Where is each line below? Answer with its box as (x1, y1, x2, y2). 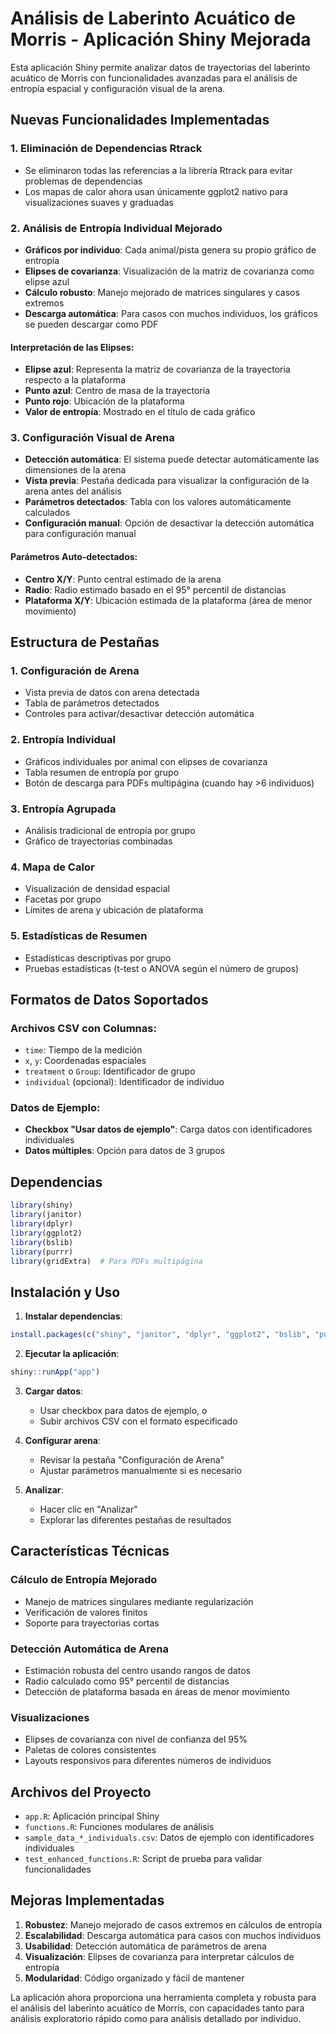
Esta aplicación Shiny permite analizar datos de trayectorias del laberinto (10, 61, 311, 73)
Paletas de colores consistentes (24, 1744, 157, 1756)
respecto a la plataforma (24, 374, 126, 386)
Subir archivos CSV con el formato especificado (39, 1415, 238, 1427)
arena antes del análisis (24, 485, 123, 497)
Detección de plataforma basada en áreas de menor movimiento (24, 1685, 290, 1697)
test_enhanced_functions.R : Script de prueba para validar (24, 1853, 263, 1865)
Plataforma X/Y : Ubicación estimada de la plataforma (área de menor (24, 594, 313, 606)
